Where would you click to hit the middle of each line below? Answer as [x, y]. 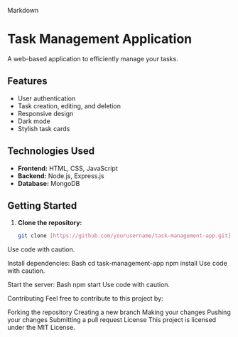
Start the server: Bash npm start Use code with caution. [89, 285]
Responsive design [45, 113]
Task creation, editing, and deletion [69, 105]
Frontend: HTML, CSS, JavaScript [68, 168]
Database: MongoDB [49, 183]
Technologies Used [51, 151]
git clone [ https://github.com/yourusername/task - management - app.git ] [124, 236]
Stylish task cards [44, 128]
